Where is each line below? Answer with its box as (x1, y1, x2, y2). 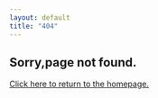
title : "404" (9, 22, 59, 31)
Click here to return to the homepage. (9, 78, 149, 90)
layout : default (9, 13, 70, 22)
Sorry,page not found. (9, 55, 137, 70)
